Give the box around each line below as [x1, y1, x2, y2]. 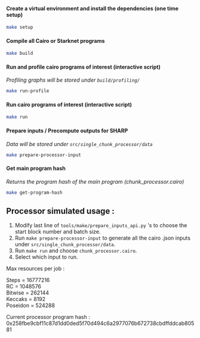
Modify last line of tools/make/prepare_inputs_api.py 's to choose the [14, 222, 187, 229]
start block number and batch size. [14, 228, 101, 235]
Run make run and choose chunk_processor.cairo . [14, 247, 137, 255]
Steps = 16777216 [6, 277, 50, 284]
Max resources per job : [6, 265, 65, 272]
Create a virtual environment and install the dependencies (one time [6, 5, 179, 12]
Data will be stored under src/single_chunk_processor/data [6, 140, 153, 147]
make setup [6, 24, 33, 30]
